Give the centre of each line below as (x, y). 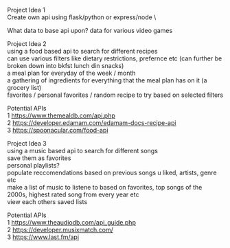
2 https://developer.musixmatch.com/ (60, 230)
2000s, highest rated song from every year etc (73, 194)
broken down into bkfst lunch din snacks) (66, 66)
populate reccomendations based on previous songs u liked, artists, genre (112, 172)
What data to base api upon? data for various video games (90, 31)
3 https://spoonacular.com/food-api (58, 130)
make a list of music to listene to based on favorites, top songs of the (105, 187)
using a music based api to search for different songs (82, 151)
